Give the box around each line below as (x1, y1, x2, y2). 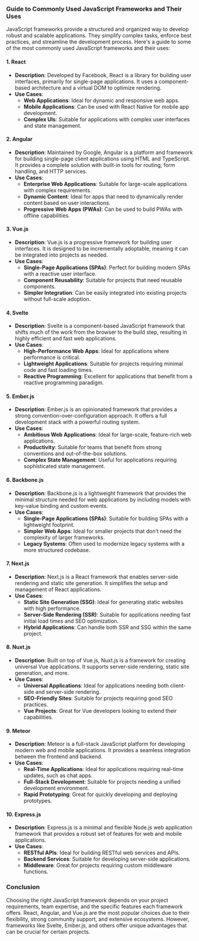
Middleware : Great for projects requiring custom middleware (23, 862, 172, 869)
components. (23, 283, 56, 290)
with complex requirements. (23, 187, 92, 194)
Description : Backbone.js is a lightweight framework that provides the (14, 490, 187, 497)
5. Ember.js (6, 393, 34, 400)
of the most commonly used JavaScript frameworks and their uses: (6, 45, 171, 52)
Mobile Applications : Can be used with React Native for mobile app (23, 103, 190, 110)
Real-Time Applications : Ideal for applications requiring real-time (23, 766, 184, 773)
